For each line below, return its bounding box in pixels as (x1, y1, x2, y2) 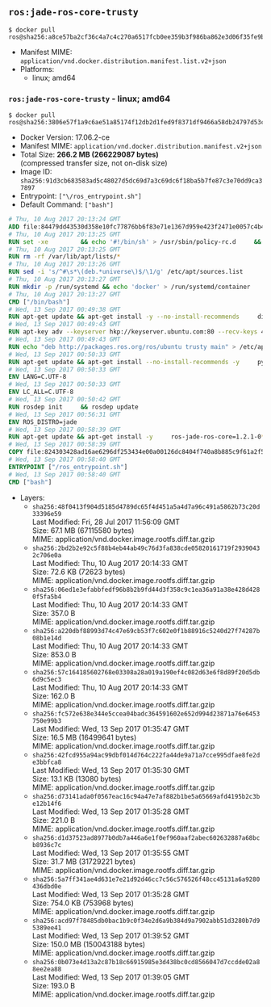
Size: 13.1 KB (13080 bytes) (31, 774, 122, 783)
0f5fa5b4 (31, 593, 62, 601)
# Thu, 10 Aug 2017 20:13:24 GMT (8, 216, 121, 224)
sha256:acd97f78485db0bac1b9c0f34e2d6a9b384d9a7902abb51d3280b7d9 (31, 917, 261, 925)
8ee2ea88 (31, 965, 62, 973)
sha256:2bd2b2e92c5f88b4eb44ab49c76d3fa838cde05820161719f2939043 (31, 544, 261, 552)
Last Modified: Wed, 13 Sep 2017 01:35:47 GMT (31, 724, 190, 733)
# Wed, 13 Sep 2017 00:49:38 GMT (8, 305, 121, 313)
